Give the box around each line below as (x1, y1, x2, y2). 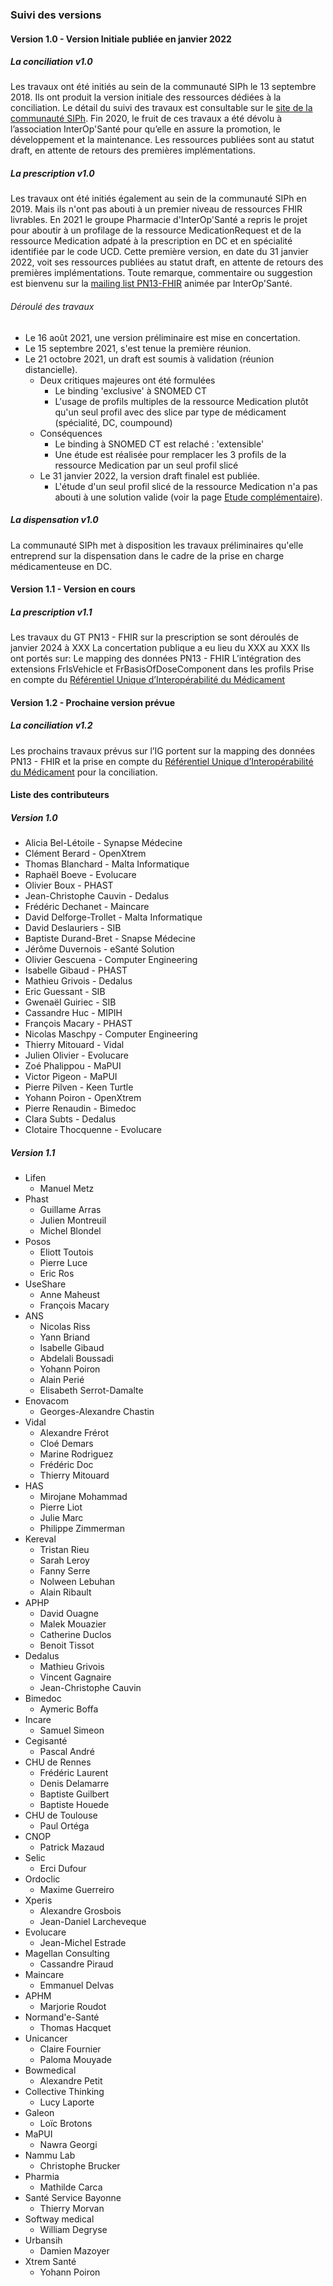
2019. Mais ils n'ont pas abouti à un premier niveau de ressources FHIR (10, 203, 303, 215)
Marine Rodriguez (39, 1448, 114, 1460)
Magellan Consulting (24, 1948, 110, 1960)
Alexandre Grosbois (39, 1905, 122, 1917)
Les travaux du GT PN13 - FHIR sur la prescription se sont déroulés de (10, 631, 300, 643)
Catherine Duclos (39, 1629, 112, 1641)
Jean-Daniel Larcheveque (39, 1916, 147, 1928)
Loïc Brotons (39, 2118, 93, 2130)
